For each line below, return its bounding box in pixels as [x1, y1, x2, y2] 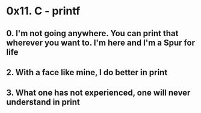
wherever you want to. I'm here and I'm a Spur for [6, 37, 196, 47]
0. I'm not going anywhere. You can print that [6, 28, 179, 38]
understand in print [6, 97, 80, 108]
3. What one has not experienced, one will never [6, 88, 191, 98]
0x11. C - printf [6, 4, 81, 18]
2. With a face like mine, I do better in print [6, 67, 168, 78]
